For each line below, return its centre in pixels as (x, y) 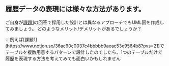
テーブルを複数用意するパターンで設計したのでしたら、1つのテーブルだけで (84, 52)
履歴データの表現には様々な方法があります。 (75, 9)
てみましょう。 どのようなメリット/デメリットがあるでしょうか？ (74, 28)
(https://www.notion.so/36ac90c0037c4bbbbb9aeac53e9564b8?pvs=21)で (85, 46)
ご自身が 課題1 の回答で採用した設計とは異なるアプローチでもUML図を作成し (85, 22)
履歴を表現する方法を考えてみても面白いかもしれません (63, 58)
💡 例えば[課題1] (21, 39)
